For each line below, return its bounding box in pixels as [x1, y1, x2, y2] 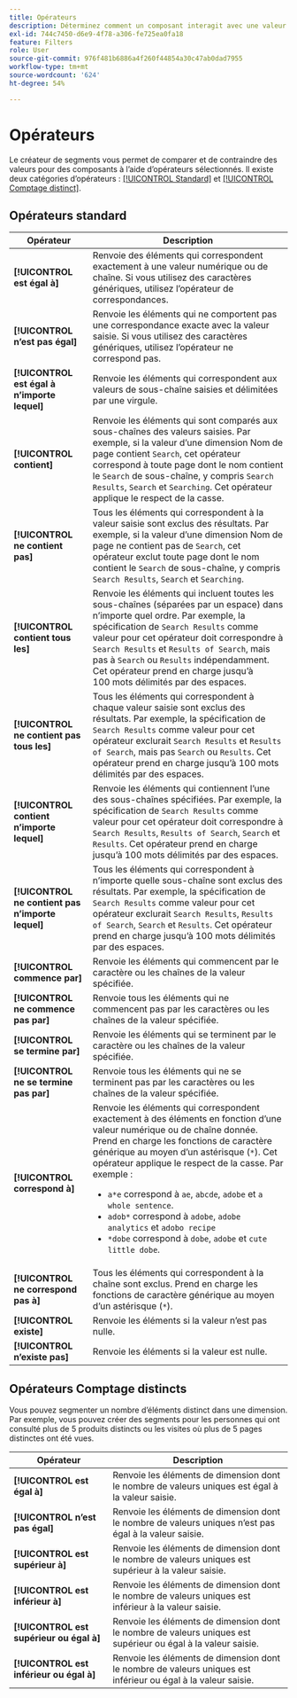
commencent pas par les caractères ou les [92, 1003, 270, 1015]
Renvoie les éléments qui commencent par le [92, 955, 279, 967]
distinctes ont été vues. [9, 1433, 95, 1444]
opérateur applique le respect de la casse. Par [92, 1157, 284, 1170]
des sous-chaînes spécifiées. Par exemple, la [92, 794, 283, 806]
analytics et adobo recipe [107, 1221, 217, 1233]
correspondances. [92, 293, 169, 306]
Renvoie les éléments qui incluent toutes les [92, 587, 275, 599]
